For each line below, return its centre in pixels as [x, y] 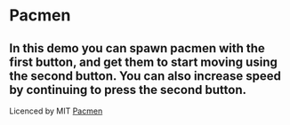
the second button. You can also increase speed [145, 76]
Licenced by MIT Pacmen [56, 111]
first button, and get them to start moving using [143, 62]
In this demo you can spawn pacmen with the [137, 48]
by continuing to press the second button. [128, 90]
